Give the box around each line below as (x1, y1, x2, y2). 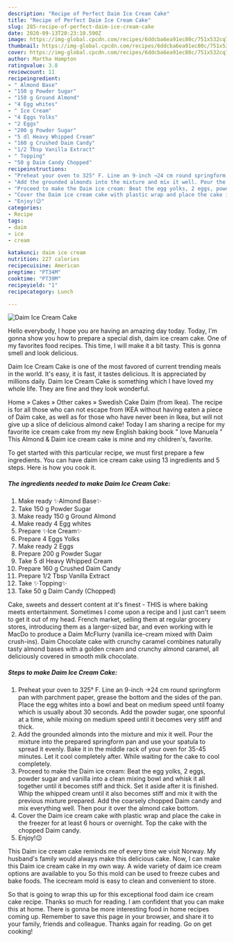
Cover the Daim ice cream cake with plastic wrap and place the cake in (17, 812, 222, 820)
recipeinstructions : (8, 165, 68, 173)
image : (8, 36, 27, 43)
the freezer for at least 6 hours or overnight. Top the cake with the (17, 819, 208, 827)
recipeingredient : (8, 74, 61, 82)
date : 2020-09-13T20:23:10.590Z (8, 29, 101, 37)
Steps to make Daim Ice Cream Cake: (8, 668, 117, 676)
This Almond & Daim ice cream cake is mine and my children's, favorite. (8, 435, 213, 443)
